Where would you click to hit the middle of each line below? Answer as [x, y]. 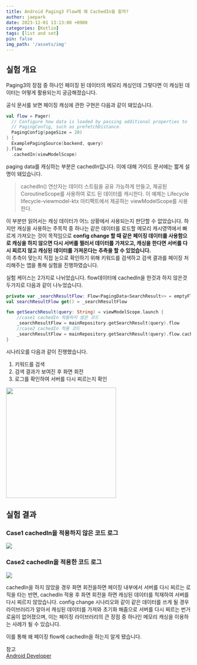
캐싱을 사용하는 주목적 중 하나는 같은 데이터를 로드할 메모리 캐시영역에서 [99, 228]
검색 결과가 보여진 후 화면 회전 [49, 371]
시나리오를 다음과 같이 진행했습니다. [47, 352]
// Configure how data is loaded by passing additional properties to [99, 121]
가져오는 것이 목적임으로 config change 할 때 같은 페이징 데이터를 [92, 236]
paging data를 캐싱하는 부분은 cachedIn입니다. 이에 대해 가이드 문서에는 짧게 [95, 166]
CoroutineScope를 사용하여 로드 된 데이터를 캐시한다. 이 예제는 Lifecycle [105, 193]
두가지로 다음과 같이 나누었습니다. [45, 285]
